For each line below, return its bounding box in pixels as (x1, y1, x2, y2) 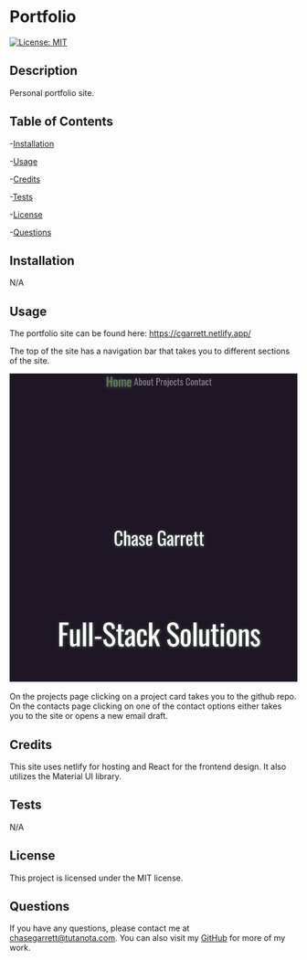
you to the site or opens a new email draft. (9, 711, 168, 722)
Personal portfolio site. (9, 87, 94, 98)
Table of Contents (9, 114, 114, 130)
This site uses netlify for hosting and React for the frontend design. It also (9, 761, 287, 773)
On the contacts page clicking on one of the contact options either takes (9, 701, 282, 712)
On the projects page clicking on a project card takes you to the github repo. (9, 691, 297, 702)
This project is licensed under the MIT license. (9, 872, 184, 883)
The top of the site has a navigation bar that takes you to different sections (9, 345, 291, 357)
